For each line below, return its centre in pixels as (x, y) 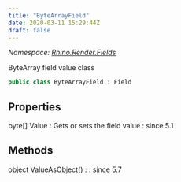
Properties (35, 107)
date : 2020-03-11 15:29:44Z (54, 23)
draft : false (30, 30)
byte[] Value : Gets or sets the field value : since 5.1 (91, 126)
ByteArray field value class (52, 68)
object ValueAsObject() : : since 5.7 (65, 169)
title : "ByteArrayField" (49, 15)
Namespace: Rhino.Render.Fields (62, 53)
